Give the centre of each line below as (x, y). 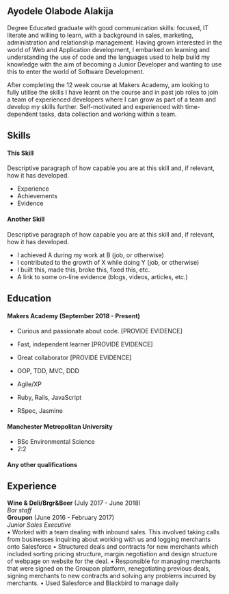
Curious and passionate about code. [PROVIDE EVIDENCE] (100, 331)
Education (29, 298)
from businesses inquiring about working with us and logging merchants (109, 539)
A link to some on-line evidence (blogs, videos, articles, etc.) (102, 276)
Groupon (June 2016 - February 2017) (61, 517)
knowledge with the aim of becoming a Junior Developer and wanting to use (114, 64)
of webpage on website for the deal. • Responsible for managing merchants (114, 561)
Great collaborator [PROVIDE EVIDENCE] (74, 358)
